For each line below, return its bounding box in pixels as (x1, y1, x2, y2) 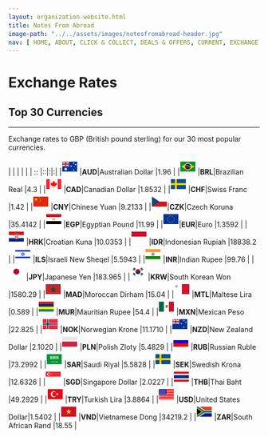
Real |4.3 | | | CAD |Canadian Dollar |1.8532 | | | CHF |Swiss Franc (8, 185, 247, 194)
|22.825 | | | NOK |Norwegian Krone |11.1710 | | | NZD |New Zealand (8, 325, 254, 335)
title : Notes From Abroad (8, 21, 94, 30)
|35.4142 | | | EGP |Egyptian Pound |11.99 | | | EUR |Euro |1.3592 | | (8, 220, 247, 230)
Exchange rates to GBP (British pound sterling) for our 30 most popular (8, 134, 242, 144)
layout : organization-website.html (8, 13, 127, 21)
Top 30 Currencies (8, 105, 104, 119)
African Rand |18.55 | (8, 421, 77, 431)
